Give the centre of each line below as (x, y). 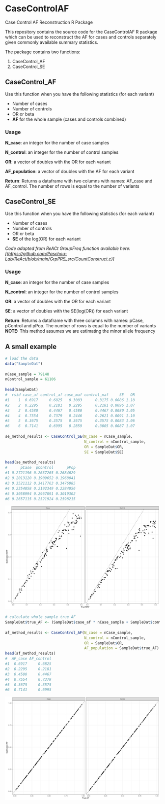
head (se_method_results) (30, 462)
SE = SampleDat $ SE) (104, 452)
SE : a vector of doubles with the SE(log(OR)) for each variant (67, 311)
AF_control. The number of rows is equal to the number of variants (72, 186)
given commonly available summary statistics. (52, 42)
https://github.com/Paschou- (38, 253)
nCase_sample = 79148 (27, 374)
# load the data (22, 358)
